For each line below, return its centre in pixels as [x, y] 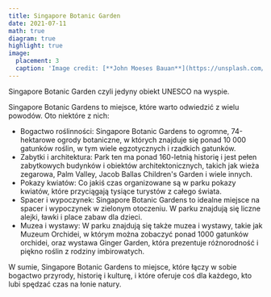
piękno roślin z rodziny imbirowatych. [82, 251]
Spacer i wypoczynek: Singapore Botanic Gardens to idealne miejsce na [140, 199]
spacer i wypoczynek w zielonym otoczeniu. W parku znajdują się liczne [140, 208]
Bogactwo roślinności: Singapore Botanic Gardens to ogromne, [125, 131]
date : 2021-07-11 [38, 23]
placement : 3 [38, 61]
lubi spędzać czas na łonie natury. [65, 284]
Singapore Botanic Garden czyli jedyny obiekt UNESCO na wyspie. [119, 91]
